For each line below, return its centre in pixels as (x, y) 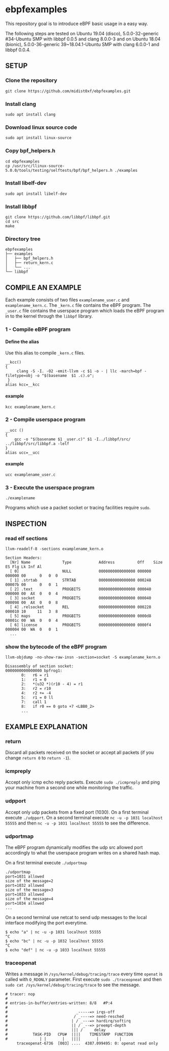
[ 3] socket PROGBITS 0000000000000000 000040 (81, 598)
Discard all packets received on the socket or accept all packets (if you (80, 752)
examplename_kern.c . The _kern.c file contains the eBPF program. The (78, 305)
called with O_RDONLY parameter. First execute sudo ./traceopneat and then (83, 979)
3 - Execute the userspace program (50, 487)
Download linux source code (41, 127)
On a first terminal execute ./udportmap (46, 862)
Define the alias (22, 342)
